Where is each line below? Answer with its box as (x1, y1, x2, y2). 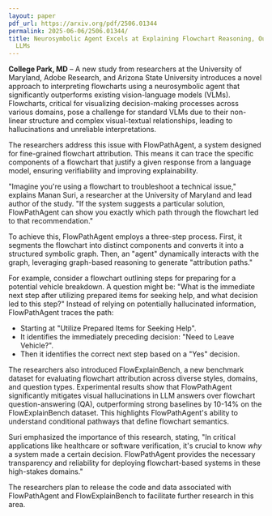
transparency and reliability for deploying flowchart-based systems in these (8, 458, 261, 468)
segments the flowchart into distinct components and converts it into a (8, 241, 244, 250)
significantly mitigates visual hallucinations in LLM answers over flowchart (8, 390, 256, 401)
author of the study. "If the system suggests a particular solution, (8, 199, 225, 209)
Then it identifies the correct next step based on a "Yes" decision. (19, 349, 240, 359)
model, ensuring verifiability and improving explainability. (8, 166, 198, 176)
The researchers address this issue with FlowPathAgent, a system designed (8, 140, 261, 150)
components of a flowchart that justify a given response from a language (8, 157, 252, 167)
